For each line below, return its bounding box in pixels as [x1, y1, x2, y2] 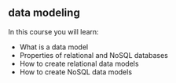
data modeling [8, 6, 80, 20]
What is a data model [19, 42, 89, 52]
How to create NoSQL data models [19, 67, 132, 77]
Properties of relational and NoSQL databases [19, 50, 169, 60]
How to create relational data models [19, 59, 139, 68]
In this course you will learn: [8, 27, 100, 36]
